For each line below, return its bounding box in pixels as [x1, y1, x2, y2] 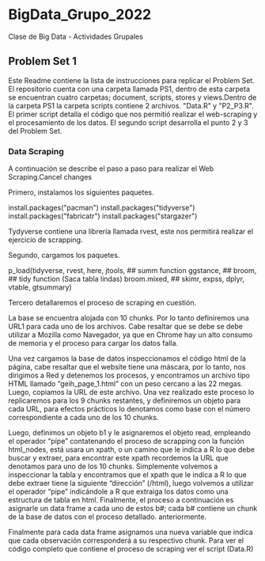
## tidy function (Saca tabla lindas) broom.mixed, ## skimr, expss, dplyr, [8, 275, 245, 284]
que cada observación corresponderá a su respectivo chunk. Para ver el [8, 536, 244, 545]
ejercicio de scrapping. [8, 235, 83, 244]
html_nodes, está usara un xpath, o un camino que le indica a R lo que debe [8, 445, 256, 454]
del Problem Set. [8, 126, 62, 135]
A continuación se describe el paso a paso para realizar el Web [8, 164, 214, 173]
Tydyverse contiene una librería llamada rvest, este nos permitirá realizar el [8, 227, 254, 237]
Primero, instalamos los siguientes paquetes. [8, 188, 154, 197]
